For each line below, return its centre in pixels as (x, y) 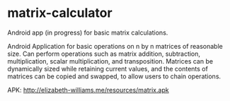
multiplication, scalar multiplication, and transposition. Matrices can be (110, 61)
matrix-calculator (60, 13)
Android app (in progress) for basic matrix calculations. (88, 32)
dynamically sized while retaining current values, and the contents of (108, 69)
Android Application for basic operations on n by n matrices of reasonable (115, 46)
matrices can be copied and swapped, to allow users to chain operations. (114, 76)
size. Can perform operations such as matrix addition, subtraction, (104, 54)
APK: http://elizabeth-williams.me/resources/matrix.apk (88, 90)
